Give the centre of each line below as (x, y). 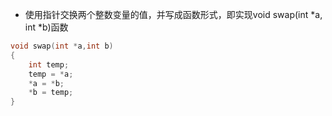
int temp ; (49, 64)
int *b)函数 (46, 27)
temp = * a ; (51, 74)
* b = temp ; (51, 93)
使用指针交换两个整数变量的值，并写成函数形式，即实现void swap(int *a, (173, 14)
